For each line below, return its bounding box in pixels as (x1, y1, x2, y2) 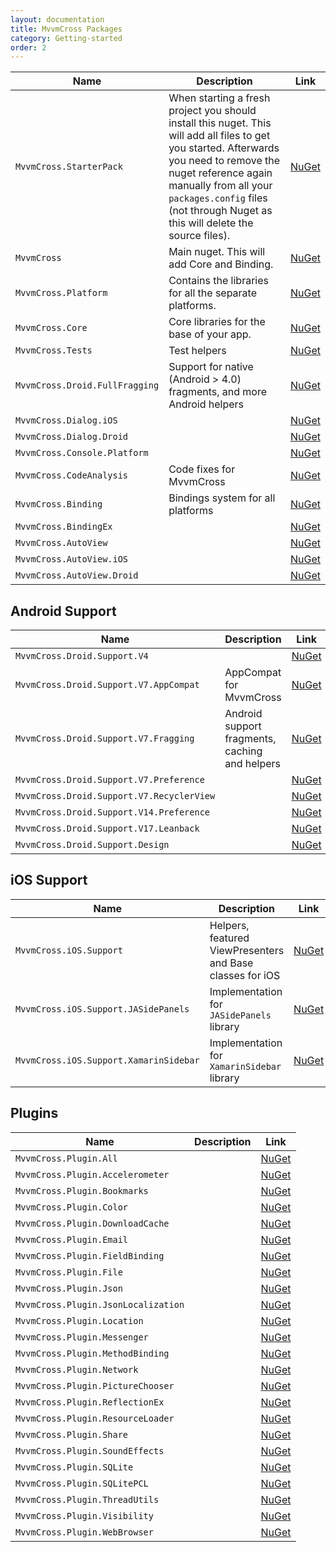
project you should (168, 104, 257, 118)
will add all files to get (168, 129, 271, 143)
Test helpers (168, 344, 227, 358)
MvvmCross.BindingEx (15, 521, 113, 533)
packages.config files (168, 191, 268, 205)
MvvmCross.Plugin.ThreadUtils (15, 1494, 160, 1505)
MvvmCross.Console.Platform (15, 447, 149, 459)
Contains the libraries (168, 274, 269, 288)
